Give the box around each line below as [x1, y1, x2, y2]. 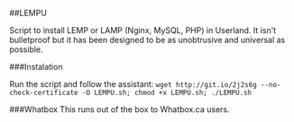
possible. [9, 44, 43, 55]
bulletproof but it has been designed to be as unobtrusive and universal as [9, 35, 286, 45]
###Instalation [9, 62, 63, 72]
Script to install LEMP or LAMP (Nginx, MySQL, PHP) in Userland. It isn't [9, 25, 277, 35]
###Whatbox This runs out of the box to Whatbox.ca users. [9, 104, 230, 115]
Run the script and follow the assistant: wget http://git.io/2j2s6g [9, 79, 257, 89]
